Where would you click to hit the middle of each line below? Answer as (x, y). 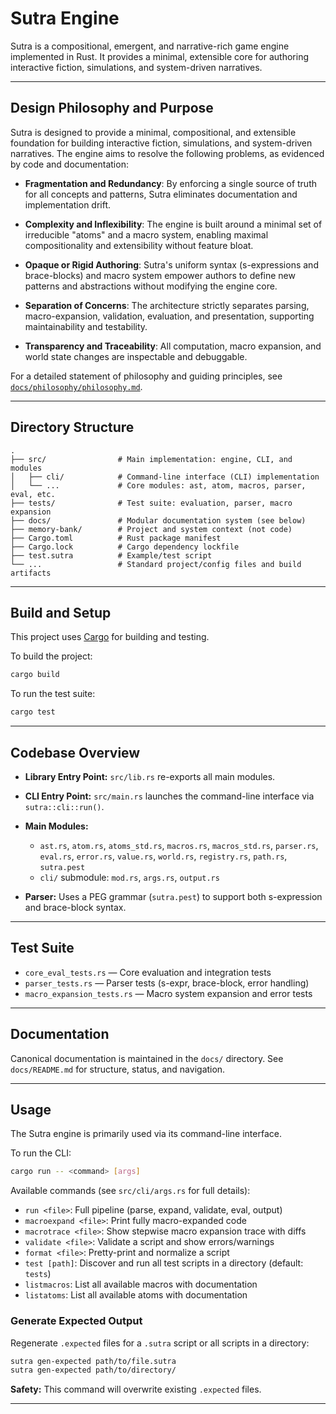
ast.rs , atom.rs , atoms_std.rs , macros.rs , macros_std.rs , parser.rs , (179, 845)
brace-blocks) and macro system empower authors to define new (160, 275)
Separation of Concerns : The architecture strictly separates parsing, (167, 305)
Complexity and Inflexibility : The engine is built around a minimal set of (173, 224)
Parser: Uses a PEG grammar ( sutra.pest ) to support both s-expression (173, 896)
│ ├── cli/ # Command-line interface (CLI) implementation (165, 477)
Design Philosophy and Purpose (112, 108)
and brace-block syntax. (75, 907)
